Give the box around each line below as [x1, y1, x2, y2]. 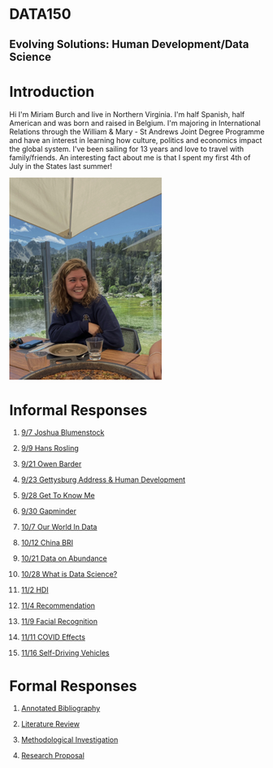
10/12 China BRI [20, 538, 74, 548]
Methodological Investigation [20, 735, 119, 744]
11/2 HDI [20, 585, 49, 595]
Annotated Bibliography [20, 704, 101, 714]
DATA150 [9, 5, 71, 24]
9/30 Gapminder [20, 506, 76, 516]
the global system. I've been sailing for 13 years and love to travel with [9, 144, 245, 154]
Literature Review [20, 719, 80, 729]
